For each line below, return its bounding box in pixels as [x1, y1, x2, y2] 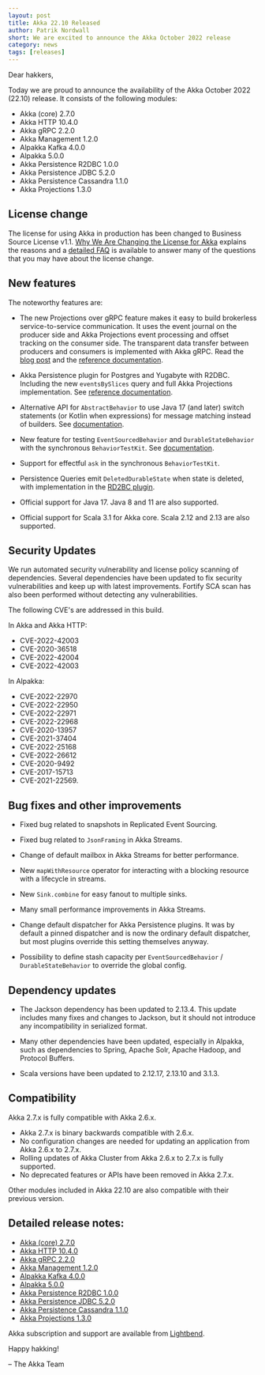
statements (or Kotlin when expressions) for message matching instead [19, 410, 252, 420]
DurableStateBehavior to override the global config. [19, 961, 187, 970]
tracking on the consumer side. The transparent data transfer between [19, 338, 249, 348]
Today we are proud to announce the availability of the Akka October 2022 [8, 85, 251, 95]
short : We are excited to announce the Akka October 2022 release [8, 33, 231, 42]
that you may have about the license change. [8, 254, 155, 263]
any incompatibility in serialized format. [19, 1022, 147, 1031]
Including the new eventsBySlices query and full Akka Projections [19, 379, 233, 388]
